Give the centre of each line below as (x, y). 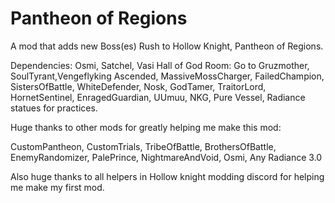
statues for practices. (54, 108)
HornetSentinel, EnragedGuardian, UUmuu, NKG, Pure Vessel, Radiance (158, 97)
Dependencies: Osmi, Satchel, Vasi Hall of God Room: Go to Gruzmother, (160, 65)
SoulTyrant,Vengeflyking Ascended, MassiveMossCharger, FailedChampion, (167, 76)
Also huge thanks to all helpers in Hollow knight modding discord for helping (167, 176)
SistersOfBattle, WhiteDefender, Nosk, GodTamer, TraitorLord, (138, 86)
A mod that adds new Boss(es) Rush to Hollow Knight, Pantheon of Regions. (167, 46)
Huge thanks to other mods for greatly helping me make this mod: (146, 127)
